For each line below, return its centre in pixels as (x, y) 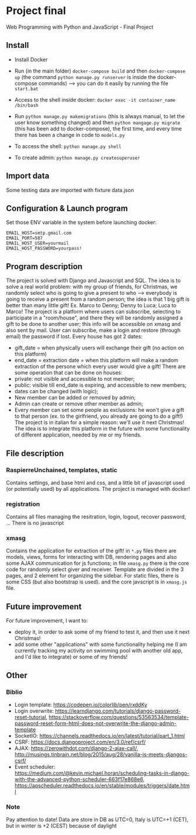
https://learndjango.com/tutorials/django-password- (118, 711)
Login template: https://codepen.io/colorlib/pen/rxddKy (81, 705)
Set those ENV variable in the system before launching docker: (81, 222)
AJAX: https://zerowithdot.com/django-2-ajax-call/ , (76, 748)
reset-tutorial (30, 717)
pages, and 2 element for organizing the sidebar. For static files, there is (92, 576)
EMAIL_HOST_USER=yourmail (37, 243)
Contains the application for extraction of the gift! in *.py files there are (91, 551)
